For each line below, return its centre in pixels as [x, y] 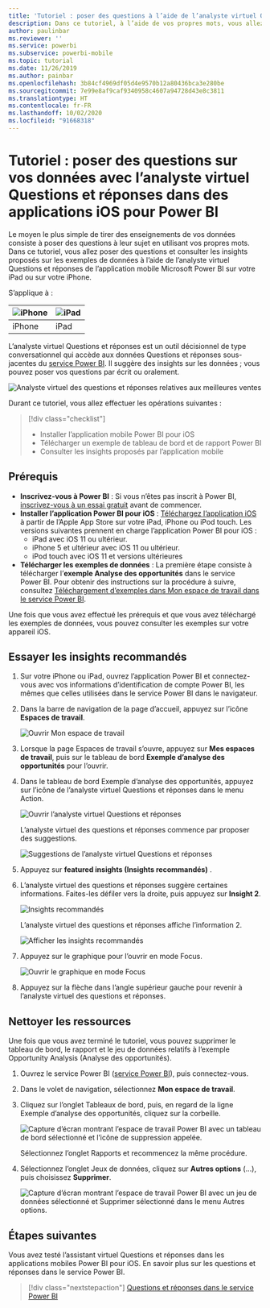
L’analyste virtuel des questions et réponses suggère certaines [124, 885]
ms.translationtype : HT [48, 98]
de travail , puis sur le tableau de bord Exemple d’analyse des [122, 758]
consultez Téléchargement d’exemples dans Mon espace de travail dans [139, 590]
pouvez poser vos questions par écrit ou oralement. [94, 372]
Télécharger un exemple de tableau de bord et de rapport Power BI [151, 442]
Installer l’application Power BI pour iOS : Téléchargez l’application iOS [138, 513]
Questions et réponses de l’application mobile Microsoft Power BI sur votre [132, 268]
